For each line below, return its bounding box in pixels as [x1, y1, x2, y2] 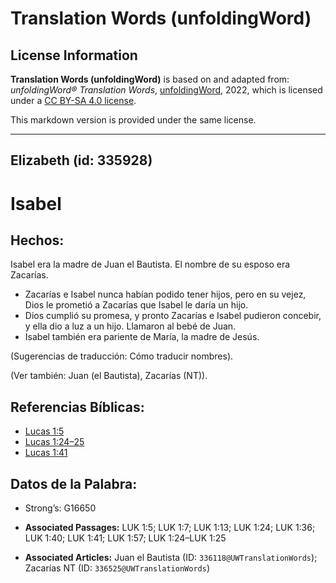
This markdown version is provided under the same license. [10, 114, 257, 126]
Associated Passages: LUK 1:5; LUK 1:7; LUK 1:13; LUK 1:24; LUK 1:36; [24, 522, 316, 534]
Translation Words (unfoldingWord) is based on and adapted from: [10, 73, 290, 85]
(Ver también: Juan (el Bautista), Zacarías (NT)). [10, 370, 208, 382]
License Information [10, 47, 138, 64]
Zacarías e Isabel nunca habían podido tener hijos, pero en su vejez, [24, 288, 307, 301]
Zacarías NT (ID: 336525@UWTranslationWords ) [24, 562, 211, 574]
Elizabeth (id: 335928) [10, 152, 153, 169]
